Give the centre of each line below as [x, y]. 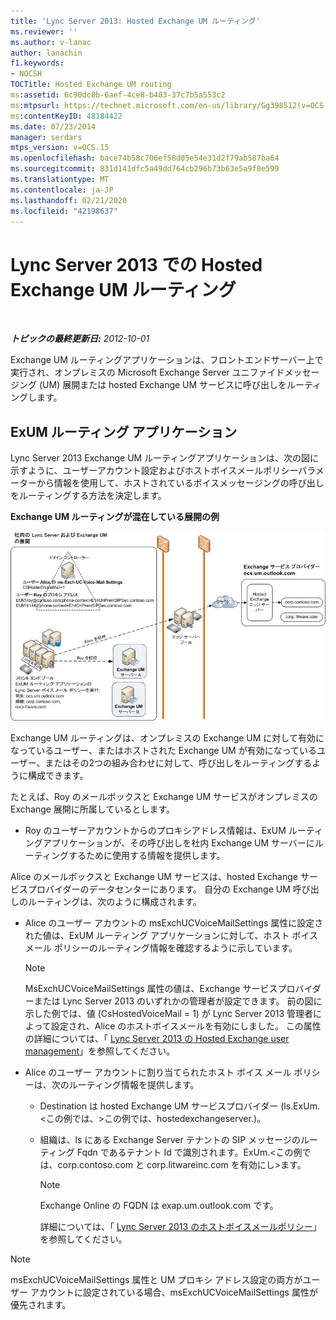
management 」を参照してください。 [100, 1051]
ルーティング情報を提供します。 [134, 1085]
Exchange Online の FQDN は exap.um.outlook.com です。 [159, 1206]
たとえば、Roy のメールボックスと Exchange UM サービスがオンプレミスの [164, 797]
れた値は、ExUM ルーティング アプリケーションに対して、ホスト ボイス [171, 936]
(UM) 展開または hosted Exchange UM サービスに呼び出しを [163, 385]
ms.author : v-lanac [51, 42]
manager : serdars [46, 137]
